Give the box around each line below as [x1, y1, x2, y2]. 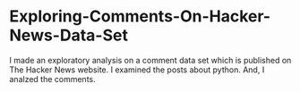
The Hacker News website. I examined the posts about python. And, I [9, 64, 265, 75]
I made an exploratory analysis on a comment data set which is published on [9, 54, 292, 65]
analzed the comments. [9, 73, 96, 84]
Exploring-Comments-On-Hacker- [9, 6, 271, 27]
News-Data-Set [9, 25, 128, 46]
